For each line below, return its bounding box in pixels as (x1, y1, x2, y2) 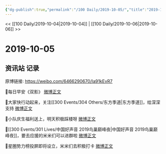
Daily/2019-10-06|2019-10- (102, 21, 158, 27)
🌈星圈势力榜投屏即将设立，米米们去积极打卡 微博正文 (5, 143, 114, 149)
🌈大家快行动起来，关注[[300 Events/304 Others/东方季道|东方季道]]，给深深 (5, 99, 161, 105)
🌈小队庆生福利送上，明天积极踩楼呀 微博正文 (5, 115, 96, 121)
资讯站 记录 (5, 64, 40, 73)
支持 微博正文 (5, 105, 33, 111)
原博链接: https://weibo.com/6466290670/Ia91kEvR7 (5, 78, 113, 84)
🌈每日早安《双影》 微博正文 (5, 88, 62, 94)
